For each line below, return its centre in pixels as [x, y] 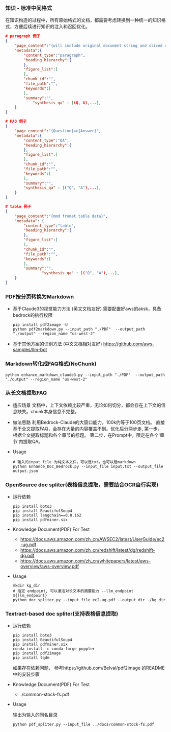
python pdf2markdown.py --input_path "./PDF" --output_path [79, 329]
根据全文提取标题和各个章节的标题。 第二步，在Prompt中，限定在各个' [86, 435]
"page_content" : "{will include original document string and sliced [89, 46]
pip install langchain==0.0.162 [47, 515]
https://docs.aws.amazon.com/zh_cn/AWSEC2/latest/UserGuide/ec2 [92, 539]
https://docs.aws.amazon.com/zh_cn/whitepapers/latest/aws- [85, 561]
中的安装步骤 [26, 674]
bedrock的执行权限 [33, 315]
